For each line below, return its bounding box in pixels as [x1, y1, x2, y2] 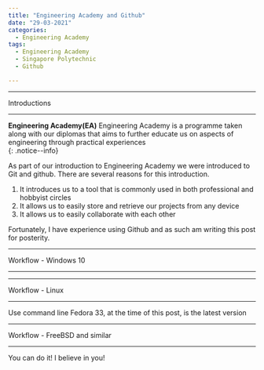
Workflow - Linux [8, 285, 64, 295]
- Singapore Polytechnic [15, 56, 97, 63]
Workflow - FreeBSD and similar [8, 330, 112, 339]
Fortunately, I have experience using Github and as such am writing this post [8, 224, 256, 234]
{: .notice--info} [8, 146, 59, 155]
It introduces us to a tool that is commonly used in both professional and [19, 184, 254, 194]
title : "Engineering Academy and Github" [8, 11, 146, 20]
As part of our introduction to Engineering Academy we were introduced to [8, 161, 250, 170]
